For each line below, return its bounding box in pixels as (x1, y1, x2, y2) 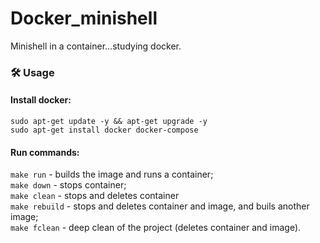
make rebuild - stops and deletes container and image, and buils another (10, 200, 310, 212)
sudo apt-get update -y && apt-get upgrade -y (10, 117, 208, 127)
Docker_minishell (10, 7, 158, 30)
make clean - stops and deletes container (10, 190, 180, 202)
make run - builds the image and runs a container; (10, 168, 214, 181)
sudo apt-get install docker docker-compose (10, 125, 199, 136)
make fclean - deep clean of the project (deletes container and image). (10, 222, 302, 234)
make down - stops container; (10, 179, 127, 191)
